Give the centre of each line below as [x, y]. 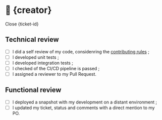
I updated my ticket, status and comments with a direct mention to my [83, 108]
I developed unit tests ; [36, 57]
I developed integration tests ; [43, 63]
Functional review [33, 90]
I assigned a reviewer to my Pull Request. [54, 74]
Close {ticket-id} [22, 24]
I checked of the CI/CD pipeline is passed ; [56, 68]
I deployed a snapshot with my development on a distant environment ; [85, 102]
